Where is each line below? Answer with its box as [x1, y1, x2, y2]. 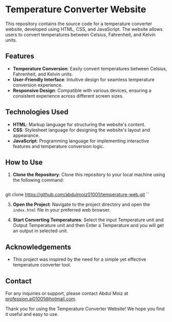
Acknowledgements [5, 242, 71, 251]
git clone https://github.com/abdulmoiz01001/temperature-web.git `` [5, 192, 149, 198]
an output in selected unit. [12, 228, 68, 234]
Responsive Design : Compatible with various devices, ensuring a [12, 87, 151, 93]
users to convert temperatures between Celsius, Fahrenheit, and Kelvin [5, 31, 156, 37]
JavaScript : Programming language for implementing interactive [12, 138, 149, 144]
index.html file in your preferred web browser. [12, 207, 111, 213]
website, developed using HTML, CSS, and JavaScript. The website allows [5, 26, 163, 32]
